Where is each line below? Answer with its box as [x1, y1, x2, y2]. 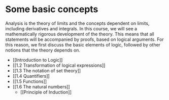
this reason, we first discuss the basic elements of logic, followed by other [5, 41, 161, 47]
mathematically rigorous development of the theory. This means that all [5, 31, 155, 37]
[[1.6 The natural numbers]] [12, 83, 70, 89]
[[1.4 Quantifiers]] [12, 73, 50, 79]
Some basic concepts [5, 4, 98, 15]
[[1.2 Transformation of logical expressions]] [12, 62, 106, 68]
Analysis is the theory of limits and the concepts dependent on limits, [5, 20, 150, 26]
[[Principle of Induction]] [20, 89, 72, 95]
